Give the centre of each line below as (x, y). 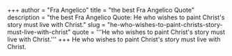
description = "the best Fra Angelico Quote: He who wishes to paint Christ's (116, 17)
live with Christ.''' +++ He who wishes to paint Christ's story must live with (114, 39)
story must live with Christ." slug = (56, 25)
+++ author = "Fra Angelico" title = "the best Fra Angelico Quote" (101, 10)
